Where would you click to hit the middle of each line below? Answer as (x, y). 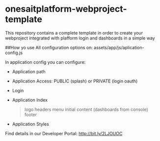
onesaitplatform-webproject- (66, 9)
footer (31, 114)
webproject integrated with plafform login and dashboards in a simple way (80, 38)
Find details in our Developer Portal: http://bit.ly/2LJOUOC (64, 133)
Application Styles (30, 124)
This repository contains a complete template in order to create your (74, 33)
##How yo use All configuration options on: (49, 47)
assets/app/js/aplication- (119, 47)
